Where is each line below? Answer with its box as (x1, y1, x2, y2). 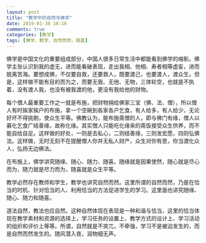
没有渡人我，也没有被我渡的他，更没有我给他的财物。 (17, 86, 151, 93)
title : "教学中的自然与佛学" (6, 15, 72, 21)
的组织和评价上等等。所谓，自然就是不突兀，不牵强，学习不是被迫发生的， (6, 222, 194, 229)
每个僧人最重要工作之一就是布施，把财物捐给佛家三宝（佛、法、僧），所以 (6, 99, 192, 106)
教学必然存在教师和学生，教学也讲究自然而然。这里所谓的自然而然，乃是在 (6, 179, 194, 186)
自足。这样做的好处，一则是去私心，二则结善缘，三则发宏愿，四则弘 (22, 129, 194, 137)
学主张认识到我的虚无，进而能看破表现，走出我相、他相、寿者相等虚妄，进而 (6, 63, 200, 70)
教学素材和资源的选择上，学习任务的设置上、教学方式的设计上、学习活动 (17, 215, 200, 222)
